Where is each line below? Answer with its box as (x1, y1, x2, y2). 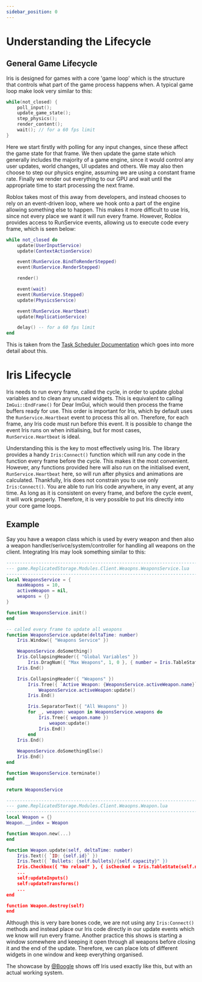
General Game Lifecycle (6, 58, 98, 69)
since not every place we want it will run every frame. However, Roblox (6, 212, 182, 219)
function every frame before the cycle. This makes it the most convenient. (6, 457, 189, 465)
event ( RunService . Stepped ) (17, 291, 85, 297)
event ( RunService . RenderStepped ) (17, 264, 101, 270)
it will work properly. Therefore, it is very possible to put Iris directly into (6, 496, 185, 503)
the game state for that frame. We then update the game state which (6, 150, 176, 157)
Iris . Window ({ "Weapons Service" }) (17, 638, 109, 644)
